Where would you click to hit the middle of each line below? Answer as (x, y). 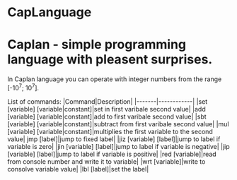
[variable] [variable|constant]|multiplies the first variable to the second (110, 131)
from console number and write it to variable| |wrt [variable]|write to (106, 161)
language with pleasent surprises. (110, 60)
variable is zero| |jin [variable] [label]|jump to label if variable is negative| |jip (118, 146)
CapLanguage (50, 12)
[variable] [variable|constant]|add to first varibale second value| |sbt (107, 116)
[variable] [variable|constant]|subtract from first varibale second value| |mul (118, 124)
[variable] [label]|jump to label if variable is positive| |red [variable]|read (112, 154)
